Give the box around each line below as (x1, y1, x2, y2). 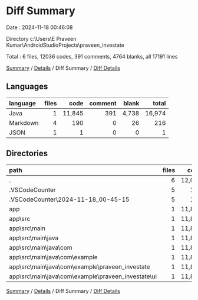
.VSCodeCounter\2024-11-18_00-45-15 (9, 195, 130, 204)
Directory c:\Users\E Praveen (6, 35, 77, 42)
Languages (6, 82, 48, 92)
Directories (6, 149, 48, 159)
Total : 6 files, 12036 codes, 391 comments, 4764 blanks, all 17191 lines (6, 53, 178, 60)
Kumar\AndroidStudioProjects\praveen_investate (6, 41, 125, 49)
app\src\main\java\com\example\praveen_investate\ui (9, 272, 157, 280)
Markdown (9, 118, 39, 127)
